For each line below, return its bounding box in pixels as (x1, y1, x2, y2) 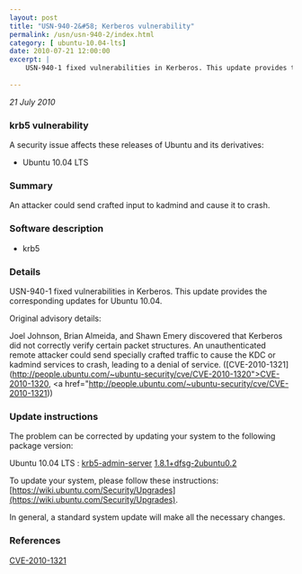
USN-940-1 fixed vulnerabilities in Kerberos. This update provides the (9, 286, 268, 296)
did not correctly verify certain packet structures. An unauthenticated (9, 340, 267, 351)
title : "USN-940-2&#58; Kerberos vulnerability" (9, 22, 195, 31)
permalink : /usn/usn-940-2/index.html (9, 30, 155, 39)
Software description (9, 223, 104, 235)
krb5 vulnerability (9, 119, 89, 132)
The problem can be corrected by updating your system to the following (9, 431, 276, 442)
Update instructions (9, 410, 99, 423)
